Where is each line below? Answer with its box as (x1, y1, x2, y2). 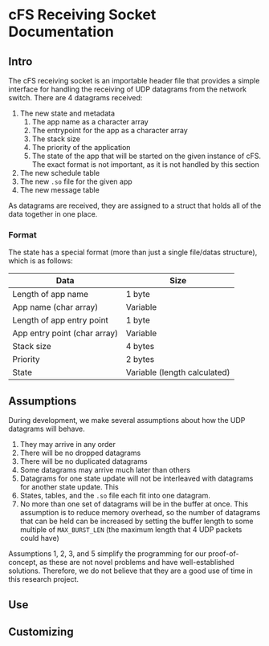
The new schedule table (19, 169, 100, 177)
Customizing (8, 624, 74, 639)
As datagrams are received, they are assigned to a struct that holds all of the (8, 201, 262, 210)
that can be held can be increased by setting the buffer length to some (19, 516, 254, 526)
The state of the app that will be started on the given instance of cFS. (31, 151, 262, 160)
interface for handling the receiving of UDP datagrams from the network (8, 84, 247, 94)
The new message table (19, 185, 100, 194)
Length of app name (12, 289, 89, 300)
